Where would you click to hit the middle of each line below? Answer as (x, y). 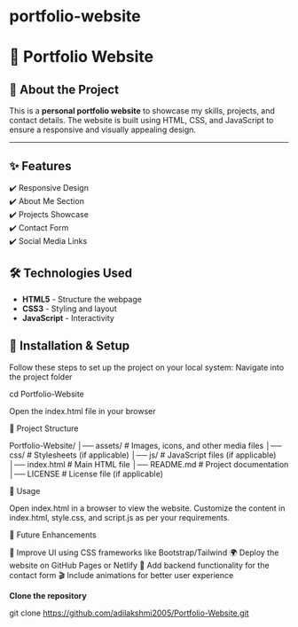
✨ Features (40, 166)
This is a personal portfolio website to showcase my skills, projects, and (142, 111)
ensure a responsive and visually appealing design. (103, 129)
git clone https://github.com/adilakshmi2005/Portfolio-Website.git (129, 613)
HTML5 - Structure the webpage (82, 299)
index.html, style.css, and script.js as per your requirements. (120, 517)
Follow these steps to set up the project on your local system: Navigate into (147, 367)
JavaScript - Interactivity (68, 317)
